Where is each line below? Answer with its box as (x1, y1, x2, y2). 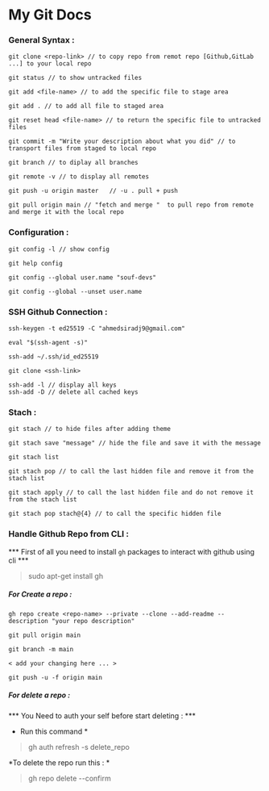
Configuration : (8, 227, 69, 238)
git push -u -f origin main (8, 673, 103, 681)
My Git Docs (8, 6, 92, 24)
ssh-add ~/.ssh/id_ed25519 (8, 353, 99, 361)
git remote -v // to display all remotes (8, 173, 150, 181)
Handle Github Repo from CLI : (8, 529, 129, 540)
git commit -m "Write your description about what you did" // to (8, 137, 236, 146)
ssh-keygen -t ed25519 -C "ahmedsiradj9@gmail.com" (8, 324, 185, 333)
